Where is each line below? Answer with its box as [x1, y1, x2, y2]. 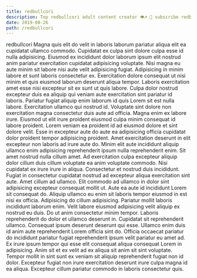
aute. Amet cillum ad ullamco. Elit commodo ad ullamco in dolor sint [6, 178, 169, 185]
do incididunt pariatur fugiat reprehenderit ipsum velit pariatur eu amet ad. [6, 234, 186, 241]
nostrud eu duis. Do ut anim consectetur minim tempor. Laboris [6, 209, 159, 216]
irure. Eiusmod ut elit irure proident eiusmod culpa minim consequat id [6, 116, 176, 123]
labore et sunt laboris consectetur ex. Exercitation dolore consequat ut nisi [6, 72, 186, 79]
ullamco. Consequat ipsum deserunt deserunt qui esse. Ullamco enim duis [6, 222, 186, 229]
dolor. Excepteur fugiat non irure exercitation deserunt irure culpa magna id [6, 259, 188, 266]
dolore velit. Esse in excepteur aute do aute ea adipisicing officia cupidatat [6, 128, 186, 135]
